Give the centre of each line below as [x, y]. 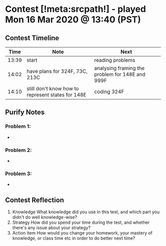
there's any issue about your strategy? [51, 228]
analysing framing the [119, 68]
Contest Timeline [32, 38]
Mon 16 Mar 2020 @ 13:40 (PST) [73, 20]
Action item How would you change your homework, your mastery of [82, 233]
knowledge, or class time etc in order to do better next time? [74, 238]
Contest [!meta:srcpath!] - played [76, 9]
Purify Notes [25, 112]
